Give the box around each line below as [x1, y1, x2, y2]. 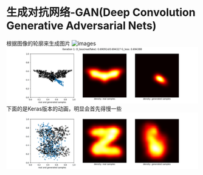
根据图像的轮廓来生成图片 [6, 39, 71, 47]
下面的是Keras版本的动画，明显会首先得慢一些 [6, 105, 122, 112]
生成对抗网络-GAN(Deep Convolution [6, 5, 196, 19]
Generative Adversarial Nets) [6, 19, 157, 33]
